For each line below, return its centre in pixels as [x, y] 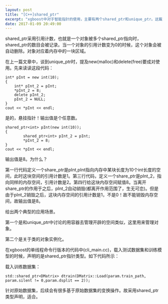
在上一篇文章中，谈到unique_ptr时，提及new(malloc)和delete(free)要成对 [80, 62]
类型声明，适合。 [23, 297]
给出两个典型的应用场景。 [31, 212]
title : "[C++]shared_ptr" [32, 14]
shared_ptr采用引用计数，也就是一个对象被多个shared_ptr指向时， [73, 38]
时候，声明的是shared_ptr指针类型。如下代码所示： [66, 256]
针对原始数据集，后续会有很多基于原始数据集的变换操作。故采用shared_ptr [82, 290]
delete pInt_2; [30, 95]
